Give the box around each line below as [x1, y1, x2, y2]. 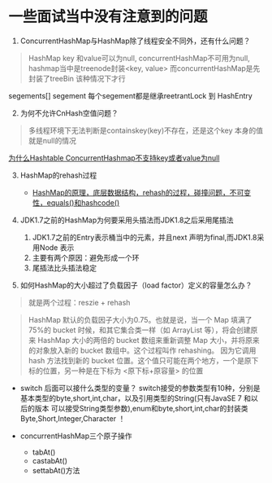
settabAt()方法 [32, 465, 80, 475]
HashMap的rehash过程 [19, 170, 97, 180]
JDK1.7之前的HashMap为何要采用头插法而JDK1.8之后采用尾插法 [19, 215, 234, 225]
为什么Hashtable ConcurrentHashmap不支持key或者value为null [8, 152, 220, 163]
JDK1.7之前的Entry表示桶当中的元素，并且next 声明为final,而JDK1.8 [32, 232, 257, 242]
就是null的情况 [28, 135, 77, 145]
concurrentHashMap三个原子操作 [19, 431, 132, 441]
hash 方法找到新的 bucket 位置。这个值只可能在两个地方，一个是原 [28, 355, 252, 365]
